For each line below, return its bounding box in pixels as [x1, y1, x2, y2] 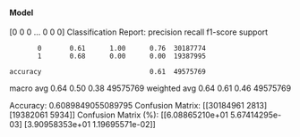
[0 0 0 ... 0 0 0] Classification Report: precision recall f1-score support [9, 27, 269, 37]
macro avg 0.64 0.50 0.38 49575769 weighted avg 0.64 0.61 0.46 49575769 [9, 83, 292, 93]
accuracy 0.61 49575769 [9, 68, 206, 77]
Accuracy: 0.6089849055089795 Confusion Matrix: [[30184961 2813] [9, 101, 268, 111]
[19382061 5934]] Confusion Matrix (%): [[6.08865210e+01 [9, 109, 228, 120]
